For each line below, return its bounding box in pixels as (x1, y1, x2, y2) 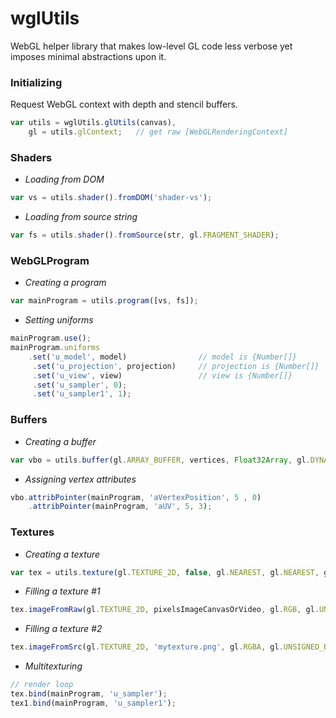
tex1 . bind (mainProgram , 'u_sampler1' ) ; (10, 698, 177, 708)
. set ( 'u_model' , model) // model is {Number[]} (28, 352, 298, 362)
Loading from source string (24, 211, 138, 223)
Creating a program (24, 277, 107, 289)
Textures (10, 525, 55, 539)
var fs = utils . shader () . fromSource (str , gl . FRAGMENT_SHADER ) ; (10, 230, 280, 241)
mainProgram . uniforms (10, 343, 101, 353)
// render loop (10, 680, 74, 690)
